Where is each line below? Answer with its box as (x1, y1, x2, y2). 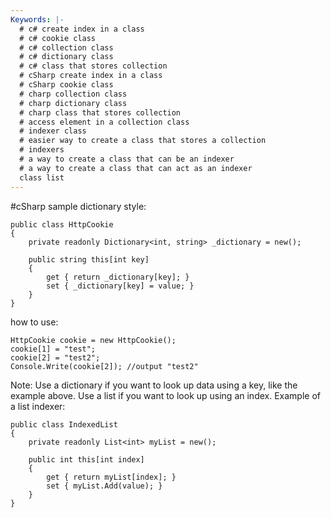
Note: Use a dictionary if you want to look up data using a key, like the (10, 379, 298, 391)
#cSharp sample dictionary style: (10, 200, 147, 212)
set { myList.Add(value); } (46, 481, 163, 491)
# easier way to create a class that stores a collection (19, 136, 267, 146)
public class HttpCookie (10, 219, 114, 230)
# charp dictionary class (19, 98, 128, 108)
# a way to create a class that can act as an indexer (19, 163, 253, 173)
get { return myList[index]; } (46, 472, 177, 482)
